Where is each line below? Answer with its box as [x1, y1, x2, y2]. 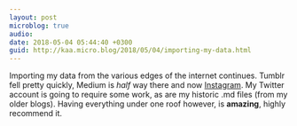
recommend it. [9, 108, 63, 119]
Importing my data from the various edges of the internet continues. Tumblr [9, 70, 285, 81]
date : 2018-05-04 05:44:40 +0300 [9, 37, 133, 47]
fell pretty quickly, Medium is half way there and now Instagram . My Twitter [9, 80, 285, 91]
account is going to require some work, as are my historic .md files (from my [9, 90, 288, 100]
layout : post [9, 12, 58, 22]
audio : [9, 29, 34, 38]
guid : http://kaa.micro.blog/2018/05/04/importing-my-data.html [9, 46, 252, 55]
